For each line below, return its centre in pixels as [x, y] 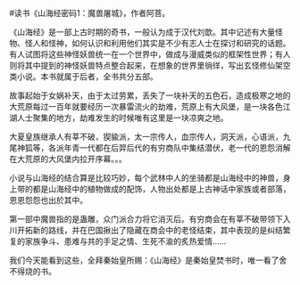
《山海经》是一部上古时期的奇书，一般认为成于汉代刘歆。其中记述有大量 [142, 32]
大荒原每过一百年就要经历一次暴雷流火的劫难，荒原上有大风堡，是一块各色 [146, 106]
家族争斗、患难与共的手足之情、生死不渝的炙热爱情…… [125, 241]
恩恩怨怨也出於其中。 [48, 200]
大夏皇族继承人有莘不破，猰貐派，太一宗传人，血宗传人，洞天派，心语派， [146, 137]
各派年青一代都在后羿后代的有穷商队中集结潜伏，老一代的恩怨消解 [169, 148]
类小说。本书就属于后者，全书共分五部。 [83, 77]
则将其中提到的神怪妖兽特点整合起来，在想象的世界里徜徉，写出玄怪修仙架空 [150, 65]
